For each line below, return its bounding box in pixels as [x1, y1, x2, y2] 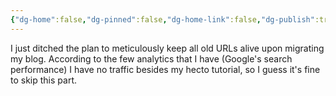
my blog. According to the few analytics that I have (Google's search [10, 52, 293, 65]
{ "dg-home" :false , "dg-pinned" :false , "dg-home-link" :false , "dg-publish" [10, 14, 315, 25]
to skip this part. [10, 74, 77, 86]
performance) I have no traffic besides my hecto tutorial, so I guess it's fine [10, 63, 321, 75]
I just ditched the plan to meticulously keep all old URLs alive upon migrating [10, 42, 325, 54]
